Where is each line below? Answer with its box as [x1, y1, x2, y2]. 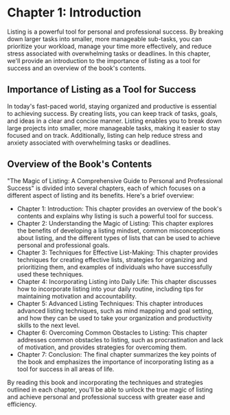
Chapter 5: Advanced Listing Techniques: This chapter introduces [16, 299, 204, 307]
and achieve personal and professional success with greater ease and [7, 392, 205, 401]
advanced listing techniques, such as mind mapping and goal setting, [16, 307, 214, 315]
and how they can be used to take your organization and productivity [16, 313, 213, 322]
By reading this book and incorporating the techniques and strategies [7, 378, 204, 386]
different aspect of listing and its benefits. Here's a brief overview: [7, 191, 194, 200]
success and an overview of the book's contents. [7, 64, 146, 72]
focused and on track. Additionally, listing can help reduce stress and [7, 131, 203, 139]
